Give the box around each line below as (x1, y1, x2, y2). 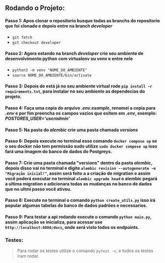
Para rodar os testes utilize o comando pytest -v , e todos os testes (17, 248, 154, 254)
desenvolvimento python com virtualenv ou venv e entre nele (5, 56, 133, 62)
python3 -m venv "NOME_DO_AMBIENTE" (12, 68, 87, 73)
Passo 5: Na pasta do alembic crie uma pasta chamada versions (5, 127, 138, 133)
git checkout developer (12, 40, 61, 45)
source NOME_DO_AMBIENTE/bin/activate (12, 73, 92, 78)
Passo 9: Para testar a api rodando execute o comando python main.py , (5, 214, 152, 220)
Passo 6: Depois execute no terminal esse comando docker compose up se (5, 138, 157, 144)
